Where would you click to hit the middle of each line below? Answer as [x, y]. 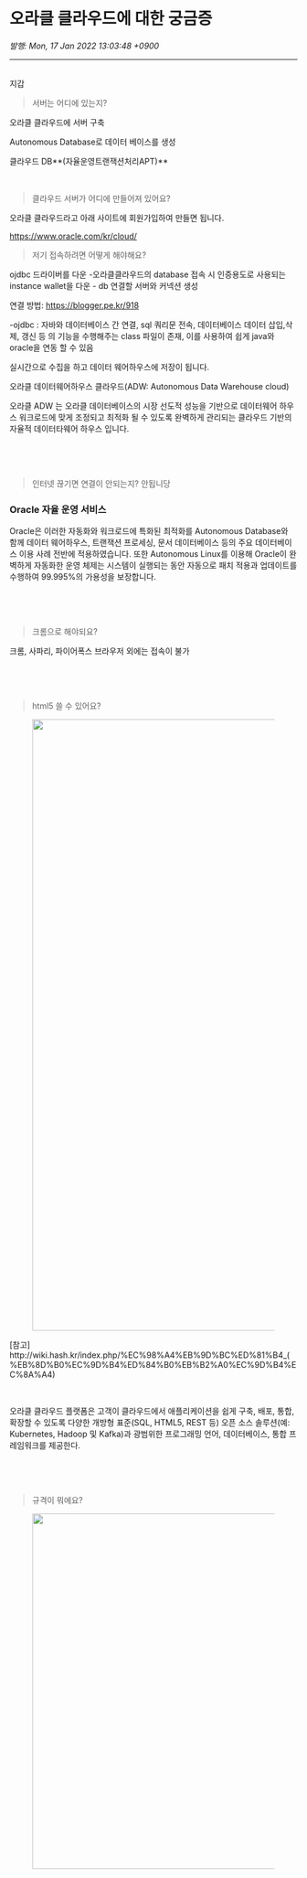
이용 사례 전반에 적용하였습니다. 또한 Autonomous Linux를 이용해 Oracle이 [153, 554]
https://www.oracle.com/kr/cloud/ [73, 236]
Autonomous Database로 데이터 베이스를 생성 [93, 142]
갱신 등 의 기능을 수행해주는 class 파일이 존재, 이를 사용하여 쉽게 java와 [148, 336]
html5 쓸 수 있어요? [66, 706]
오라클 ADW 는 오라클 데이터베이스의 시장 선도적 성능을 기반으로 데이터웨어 [143, 405]
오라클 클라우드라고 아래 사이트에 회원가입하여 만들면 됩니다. [117, 218]
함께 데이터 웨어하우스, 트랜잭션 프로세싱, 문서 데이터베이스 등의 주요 [131, 543]
